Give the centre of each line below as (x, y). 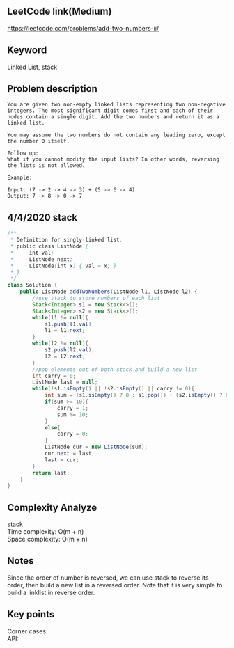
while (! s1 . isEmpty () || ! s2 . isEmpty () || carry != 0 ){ (114, 389)
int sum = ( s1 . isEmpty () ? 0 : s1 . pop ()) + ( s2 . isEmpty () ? (133, 395)
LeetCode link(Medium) (60, 11)
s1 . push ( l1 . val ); (70, 324)
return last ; (51, 473)
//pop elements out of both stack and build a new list (115, 369)
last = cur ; (62, 460)
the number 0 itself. (39, 141)
